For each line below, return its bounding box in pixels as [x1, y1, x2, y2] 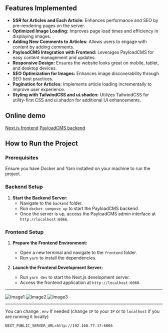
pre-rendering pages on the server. [12, 22, 85, 28]
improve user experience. [12, 86, 65, 92]
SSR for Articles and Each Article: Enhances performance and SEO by [12, 17, 158, 23]
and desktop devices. [12, 65, 57, 71]
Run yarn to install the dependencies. [19, 254, 96, 260]
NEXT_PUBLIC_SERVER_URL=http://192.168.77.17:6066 [5, 323, 113, 328]
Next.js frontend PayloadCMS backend [5, 124, 85, 130]
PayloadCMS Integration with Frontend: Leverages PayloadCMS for [12, 49, 154, 55]
